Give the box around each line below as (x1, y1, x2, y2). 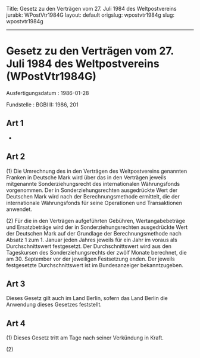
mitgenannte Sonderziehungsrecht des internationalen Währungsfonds (6, 180, 180, 187)
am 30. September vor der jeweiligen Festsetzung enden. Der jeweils (6, 255, 175, 262)
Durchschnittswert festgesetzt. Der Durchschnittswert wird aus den (6, 242, 171, 250)
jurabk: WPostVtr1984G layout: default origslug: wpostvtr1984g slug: (6, 11, 174, 19)
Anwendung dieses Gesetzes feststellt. (6, 301, 102, 308)
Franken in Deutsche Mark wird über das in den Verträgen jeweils (6, 173, 167, 181)
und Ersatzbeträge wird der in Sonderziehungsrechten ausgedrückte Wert (6, 224, 188, 231)
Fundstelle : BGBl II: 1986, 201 (6, 101, 79, 108)
